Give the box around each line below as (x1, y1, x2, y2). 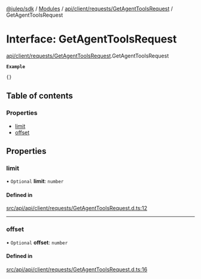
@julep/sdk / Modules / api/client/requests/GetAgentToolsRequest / (6, 5, 173, 12)
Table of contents (6, 91, 73, 101)
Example (6, 63, 26, 69)
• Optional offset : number (6, 239, 68, 246)
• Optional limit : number (6, 178, 64, 185)
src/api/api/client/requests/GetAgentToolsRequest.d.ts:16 (6, 266, 148, 273)
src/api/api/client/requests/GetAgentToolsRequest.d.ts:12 (6, 205, 148, 212)
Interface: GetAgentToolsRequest (6, 32, 177, 46)
